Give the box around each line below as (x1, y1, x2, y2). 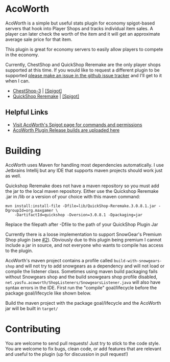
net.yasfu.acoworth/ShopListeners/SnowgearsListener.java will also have (5, 279, 161, 285)
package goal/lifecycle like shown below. (5, 290, 92, 296)
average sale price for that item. (5, 36, 72, 42)
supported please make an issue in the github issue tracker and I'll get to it (5, 72, 162, 78)
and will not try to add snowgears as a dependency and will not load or (15, 263, 165, 269)
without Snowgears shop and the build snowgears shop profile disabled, (5, 274, 158, 280)
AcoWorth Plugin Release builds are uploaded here (12, 127, 120, 133)
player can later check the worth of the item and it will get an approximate (5, 31, 160, 37)
